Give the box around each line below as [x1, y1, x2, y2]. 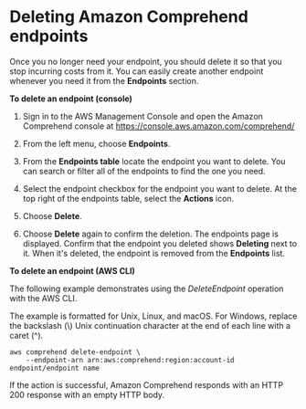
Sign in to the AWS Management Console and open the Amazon [22, 110, 263, 121]
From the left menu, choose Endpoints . [22, 138, 171, 149]
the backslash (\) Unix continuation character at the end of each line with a [9, 320, 290, 330]
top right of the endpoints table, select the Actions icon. [22, 193, 235, 204]
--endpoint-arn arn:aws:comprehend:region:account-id [26, 355, 235, 364]
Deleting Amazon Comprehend [9, 6, 248, 27]
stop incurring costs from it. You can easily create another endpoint [9, 66, 264, 77]
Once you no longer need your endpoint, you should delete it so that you [9, 56, 283, 67]
